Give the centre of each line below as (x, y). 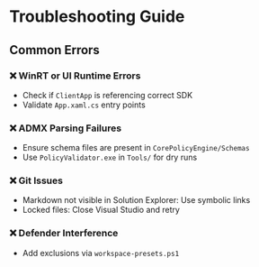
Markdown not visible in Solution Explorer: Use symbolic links (136, 200)
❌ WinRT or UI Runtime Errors (75, 76)
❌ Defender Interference (64, 234)
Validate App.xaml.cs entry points (84, 105)
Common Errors (55, 50)
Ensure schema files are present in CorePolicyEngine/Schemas (136, 148)
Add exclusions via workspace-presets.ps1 (101, 253)
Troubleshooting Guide (97, 17)
